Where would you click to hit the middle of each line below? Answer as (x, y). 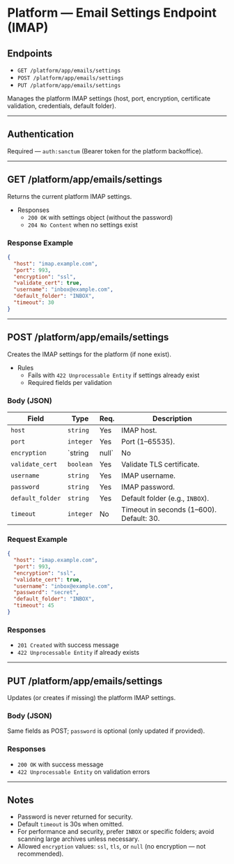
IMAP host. (139, 430)
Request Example (37, 539)
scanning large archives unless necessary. (78, 839)
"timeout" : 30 (34, 303)
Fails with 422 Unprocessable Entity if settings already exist (114, 375)
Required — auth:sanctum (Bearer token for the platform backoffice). (105, 151)
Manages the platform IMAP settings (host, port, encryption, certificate (109, 98)
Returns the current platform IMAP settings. (70, 196)
